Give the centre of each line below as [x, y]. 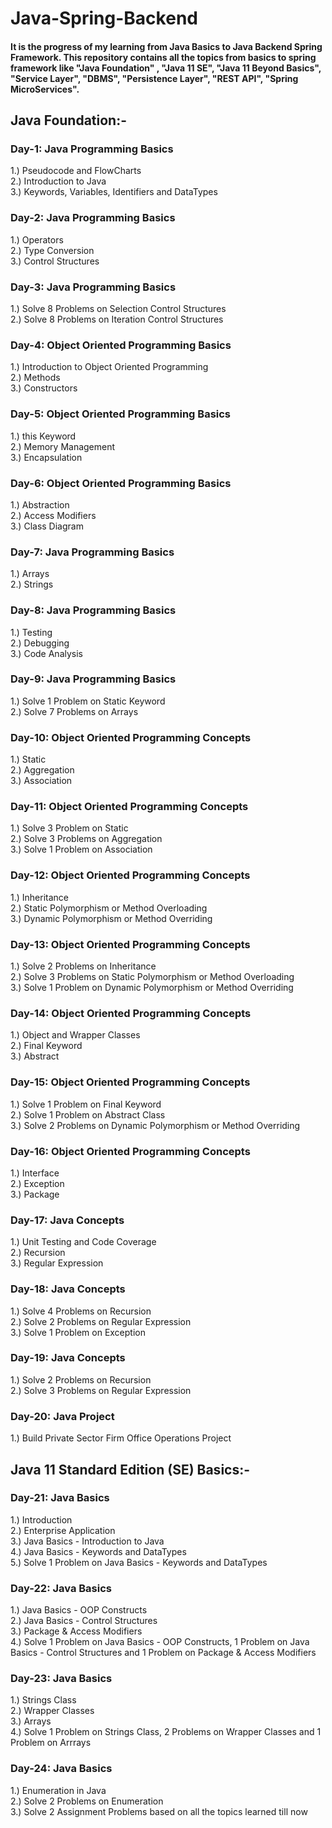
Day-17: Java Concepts [67, 1220]
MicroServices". [45, 89]
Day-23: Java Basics [61, 1679]
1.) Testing [31, 632]
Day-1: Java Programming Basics [92, 149]
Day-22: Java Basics [61, 1588]
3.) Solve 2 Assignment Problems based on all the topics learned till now [159, 1811]
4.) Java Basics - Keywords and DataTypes [98, 1551]
